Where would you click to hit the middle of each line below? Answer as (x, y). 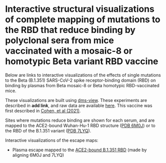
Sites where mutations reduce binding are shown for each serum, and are (80, 120)
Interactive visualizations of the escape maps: (52, 140)
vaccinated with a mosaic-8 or (69, 51)
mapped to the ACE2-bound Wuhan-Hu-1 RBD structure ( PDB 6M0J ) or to (80, 125)
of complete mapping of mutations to (83, 19)
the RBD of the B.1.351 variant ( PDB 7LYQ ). (48, 130)
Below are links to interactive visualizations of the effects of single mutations (83, 75)
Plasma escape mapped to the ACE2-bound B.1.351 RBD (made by (80, 150)
